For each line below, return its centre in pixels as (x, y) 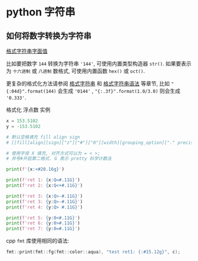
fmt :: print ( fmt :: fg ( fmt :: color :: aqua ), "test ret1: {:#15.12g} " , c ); (93, 252)
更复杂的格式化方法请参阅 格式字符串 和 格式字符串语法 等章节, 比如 (88, 84)
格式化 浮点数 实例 (28, 110)
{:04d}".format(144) (32, 92)
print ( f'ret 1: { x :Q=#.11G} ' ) (43, 180)
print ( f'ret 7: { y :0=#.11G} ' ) (43, 229)
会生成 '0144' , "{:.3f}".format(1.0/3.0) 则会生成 (119, 91)
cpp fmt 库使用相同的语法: (38, 241)
